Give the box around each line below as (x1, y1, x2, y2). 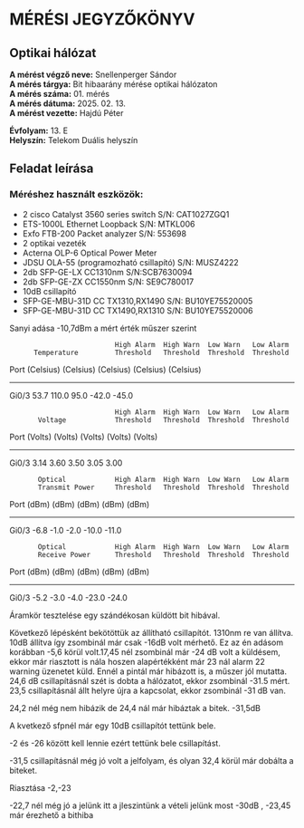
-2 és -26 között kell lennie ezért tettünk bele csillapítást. (9, 737, 222, 748)
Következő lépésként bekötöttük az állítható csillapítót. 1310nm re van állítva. (9, 627, 294, 638)
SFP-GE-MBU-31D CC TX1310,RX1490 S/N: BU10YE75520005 (22, 295, 253, 306)
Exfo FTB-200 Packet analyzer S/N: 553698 (22, 227, 187, 239)
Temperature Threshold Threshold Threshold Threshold (33, 348, 290, 357)
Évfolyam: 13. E (9, 125, 69, 136)
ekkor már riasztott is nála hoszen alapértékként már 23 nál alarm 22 (9, 656, 265, 667)
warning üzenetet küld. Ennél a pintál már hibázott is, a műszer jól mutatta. (9, 666, 288, 677)
